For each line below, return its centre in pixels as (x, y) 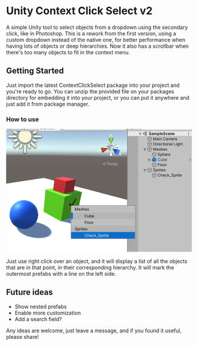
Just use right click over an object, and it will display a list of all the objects (97, 261)
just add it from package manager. (48, 104)
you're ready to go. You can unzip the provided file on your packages (90, 91)
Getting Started (35, 71)
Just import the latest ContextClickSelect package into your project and (93, 85)
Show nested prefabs (41, 306)
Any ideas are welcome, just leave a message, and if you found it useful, (94, 330)
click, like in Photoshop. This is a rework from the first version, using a (91, 33)
